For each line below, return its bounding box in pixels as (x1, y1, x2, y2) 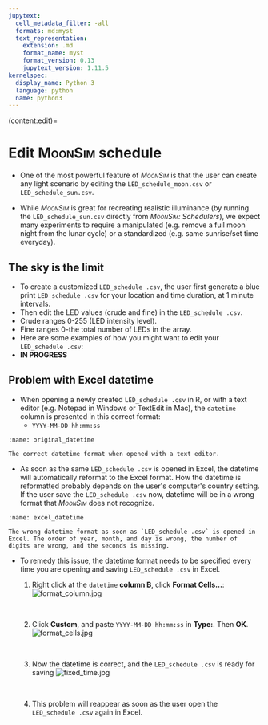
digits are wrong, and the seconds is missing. (8, 541, 170, 550)
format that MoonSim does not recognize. (19, 498, 154, 507)
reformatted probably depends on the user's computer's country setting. (19, 481, 260, 491)
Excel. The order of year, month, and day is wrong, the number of (8, 535, 238, 543)
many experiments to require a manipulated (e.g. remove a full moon (19, 220, 246, 230)
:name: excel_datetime (8, 513, 84, 522)
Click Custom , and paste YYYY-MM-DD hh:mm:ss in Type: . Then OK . (31, 619, 249, 629)
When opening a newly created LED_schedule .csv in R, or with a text (19, 394, 247, 404)
